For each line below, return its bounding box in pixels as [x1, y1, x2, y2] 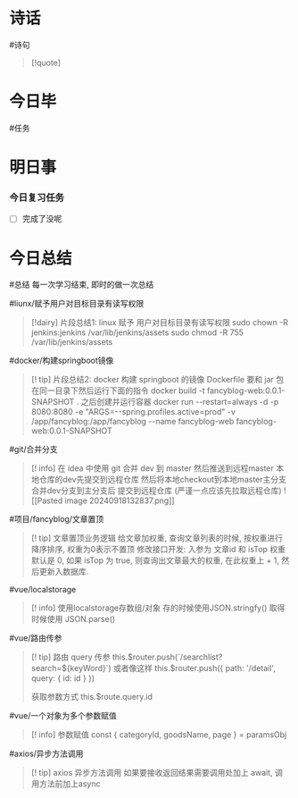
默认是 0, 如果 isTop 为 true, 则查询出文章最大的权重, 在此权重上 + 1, [30, 555, 279, 566]
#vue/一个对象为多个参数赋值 [9, 710, 118, 721]
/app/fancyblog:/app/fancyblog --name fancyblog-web [30, 416, 235, 427]
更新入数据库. [38, 567, 89, 577]
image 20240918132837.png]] [64, 495, 176, 506]
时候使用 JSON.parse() [30, 614, 116, 625]
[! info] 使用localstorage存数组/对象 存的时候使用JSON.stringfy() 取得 [30, 602, 286, 613]
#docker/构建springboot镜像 [9, 355, 114, 366]
